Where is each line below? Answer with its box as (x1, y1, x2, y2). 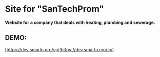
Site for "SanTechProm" (5, 3, 104, 15)
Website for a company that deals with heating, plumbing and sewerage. (5, 19, 155, 25)
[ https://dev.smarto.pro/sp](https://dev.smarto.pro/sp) (5, 46, 114, 52)
